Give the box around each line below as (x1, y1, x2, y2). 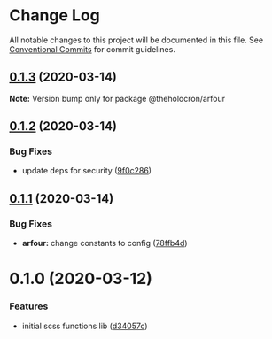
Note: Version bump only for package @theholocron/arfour (9, 93, 226, 104)
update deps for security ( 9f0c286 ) (21, 166, 152, 176)
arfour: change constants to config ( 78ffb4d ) (21, 238, 188, 249)
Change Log (9, 5, 100, 26)
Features (9, 300, 49, 312)
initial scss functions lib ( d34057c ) (21, 320, 148, 331)
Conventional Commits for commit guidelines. (9, 43, 175, 54)
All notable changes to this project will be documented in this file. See (9, 35, 264, 45)
